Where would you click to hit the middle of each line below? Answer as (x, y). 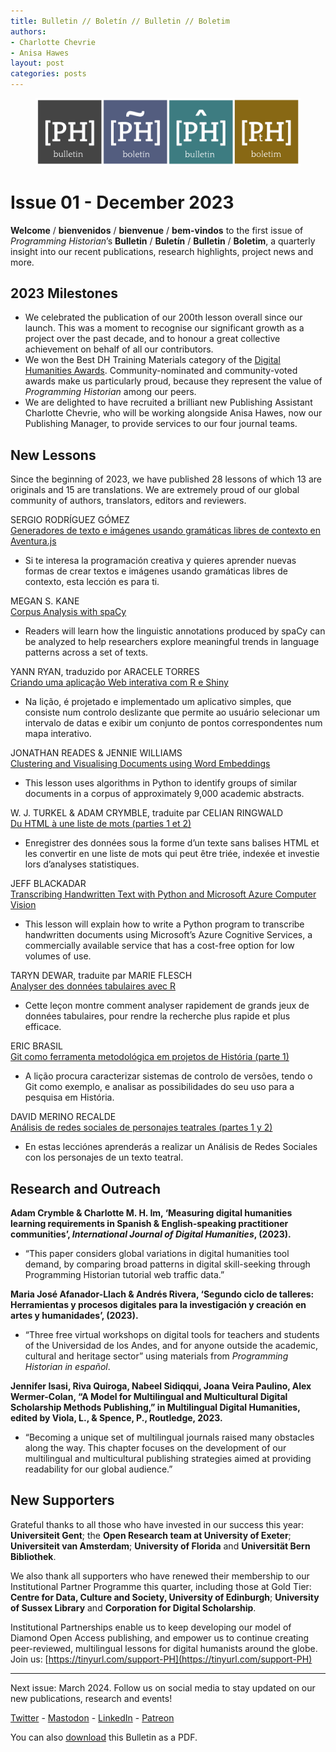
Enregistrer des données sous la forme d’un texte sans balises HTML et (172, 843)
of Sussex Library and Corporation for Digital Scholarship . (133, 1607)
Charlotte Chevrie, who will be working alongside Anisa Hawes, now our (173, 413)
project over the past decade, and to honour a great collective (152, 339)
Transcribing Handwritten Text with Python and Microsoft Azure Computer (163, 894)
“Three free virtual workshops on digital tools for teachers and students (172, 1335)
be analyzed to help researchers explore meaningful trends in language (172, 642)
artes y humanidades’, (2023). (74, 1316)
